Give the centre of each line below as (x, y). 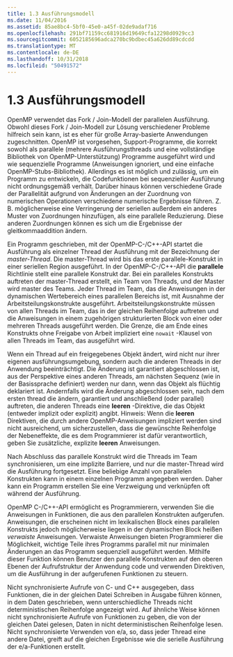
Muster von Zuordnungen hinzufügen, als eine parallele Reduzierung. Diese (115, 216)
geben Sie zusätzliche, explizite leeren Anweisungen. (84, 443)
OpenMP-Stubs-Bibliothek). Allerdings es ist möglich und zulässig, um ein (113, 171)
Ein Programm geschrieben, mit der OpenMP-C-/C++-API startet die (105, 244)
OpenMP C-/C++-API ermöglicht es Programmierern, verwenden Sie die (111, 507)
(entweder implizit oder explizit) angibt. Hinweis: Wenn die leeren (101, 413)
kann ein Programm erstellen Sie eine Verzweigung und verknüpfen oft (109, 486)
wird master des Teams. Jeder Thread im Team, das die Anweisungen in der (116, 288)
